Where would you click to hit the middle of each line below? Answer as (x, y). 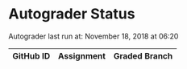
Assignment (82, 55)
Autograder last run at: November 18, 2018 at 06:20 (93, 36)
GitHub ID (31, 55)
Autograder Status (72, 14)
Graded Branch (143, 55)
